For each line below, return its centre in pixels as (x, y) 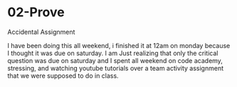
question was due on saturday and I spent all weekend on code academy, (115, 60)
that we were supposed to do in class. (63, 76)
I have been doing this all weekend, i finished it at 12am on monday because (119, 45)
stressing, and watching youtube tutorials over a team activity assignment (116, 68)
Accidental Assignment (41, 32)
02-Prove (36, 12)
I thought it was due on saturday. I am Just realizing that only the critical (113, 53)
